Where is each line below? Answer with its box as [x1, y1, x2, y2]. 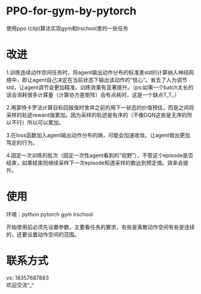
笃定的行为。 [6, 139, 38, 146]
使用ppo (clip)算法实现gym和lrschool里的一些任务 [6, 24, 129, 32]
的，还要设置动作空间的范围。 [6, 231, 80, 238]
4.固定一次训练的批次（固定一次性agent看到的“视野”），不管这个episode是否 [6, 151, 194, 159]
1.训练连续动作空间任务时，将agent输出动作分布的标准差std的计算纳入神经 [6, 69, 189, 76]
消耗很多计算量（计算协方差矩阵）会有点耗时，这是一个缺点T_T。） [16, 91, 180, 98]
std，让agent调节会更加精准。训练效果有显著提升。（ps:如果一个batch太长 [6, 84, 188, 91]
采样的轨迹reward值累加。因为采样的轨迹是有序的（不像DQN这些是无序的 [6, 111, 187, 118]
